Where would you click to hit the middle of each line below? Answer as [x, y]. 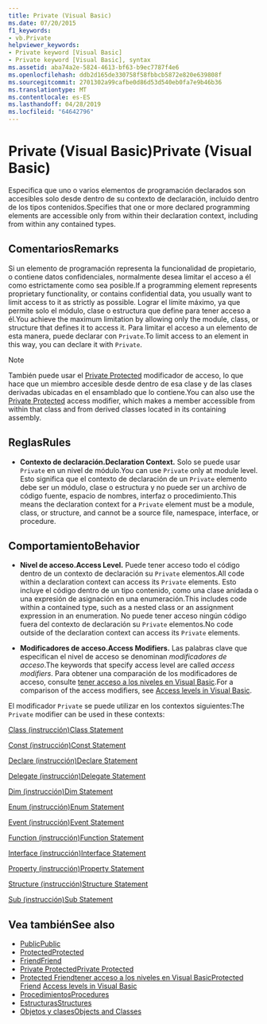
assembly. [25, 417]
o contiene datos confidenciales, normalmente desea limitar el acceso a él [130, 276]
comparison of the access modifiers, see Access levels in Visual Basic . [136, 690]
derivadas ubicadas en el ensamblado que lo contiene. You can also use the [132, 392]
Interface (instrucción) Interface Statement [77, 854]
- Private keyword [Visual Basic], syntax [79, 61]
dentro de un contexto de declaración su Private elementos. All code [132, 573]
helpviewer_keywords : [44, 45]
